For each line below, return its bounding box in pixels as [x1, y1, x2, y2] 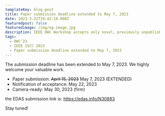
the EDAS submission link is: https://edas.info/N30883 [5, 96, 115, 101]
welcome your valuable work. [5, 66, 65, 72]
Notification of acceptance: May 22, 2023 [12, 81, 97, 87]
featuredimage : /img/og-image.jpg [5, 25, 76, 30]
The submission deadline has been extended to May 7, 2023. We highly [5, 61, 150, 67]
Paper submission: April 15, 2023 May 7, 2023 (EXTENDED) [12, 76, 132, 82]
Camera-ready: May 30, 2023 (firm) [12, 86, 85, 92]
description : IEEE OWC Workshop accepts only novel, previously [5, 30, 139, 35]
